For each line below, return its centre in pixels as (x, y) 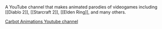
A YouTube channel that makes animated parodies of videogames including (81, 7)
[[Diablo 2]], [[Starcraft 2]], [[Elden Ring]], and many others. (66, 12)
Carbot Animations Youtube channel (42, 22)
